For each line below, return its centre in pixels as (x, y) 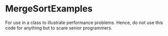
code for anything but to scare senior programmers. (59, 27)
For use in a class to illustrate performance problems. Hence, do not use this (84, 22)
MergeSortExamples (49, 9)
